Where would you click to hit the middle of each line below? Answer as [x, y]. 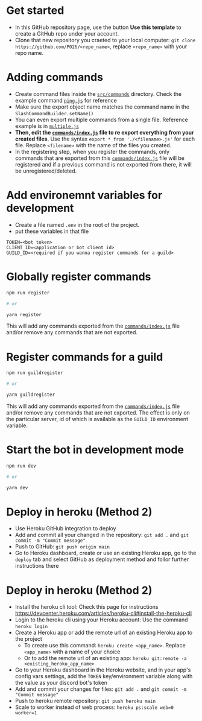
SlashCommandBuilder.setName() [54, 113]
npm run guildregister [35, 373]
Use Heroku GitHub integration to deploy [65, 529]
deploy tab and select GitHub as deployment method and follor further [102, 559]
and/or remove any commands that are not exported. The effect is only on [98, 412]
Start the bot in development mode [95, 450]
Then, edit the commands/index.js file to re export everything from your [104, 132]
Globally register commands [79, 277]
